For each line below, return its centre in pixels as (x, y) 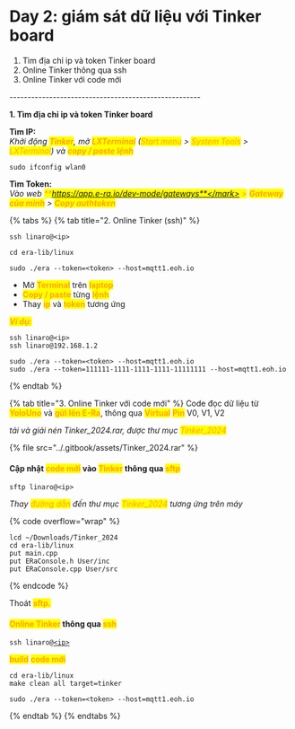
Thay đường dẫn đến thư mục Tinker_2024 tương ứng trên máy (126, 504)
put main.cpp (34, 554)
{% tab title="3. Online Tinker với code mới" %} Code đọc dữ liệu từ (134, 403)
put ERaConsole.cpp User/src (64, 569)
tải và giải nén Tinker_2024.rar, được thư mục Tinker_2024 (118, 430)
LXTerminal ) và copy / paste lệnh (72, 151)
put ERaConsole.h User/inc (60, 562)
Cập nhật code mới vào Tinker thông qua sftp (95, 468)
